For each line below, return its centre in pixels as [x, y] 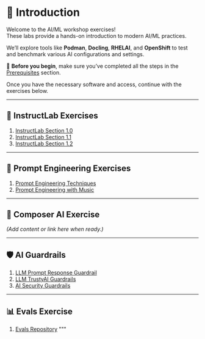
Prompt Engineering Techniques [56, 183]
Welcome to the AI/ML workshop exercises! [61, 29]
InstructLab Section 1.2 [44, 144]
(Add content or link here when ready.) [55, 229]
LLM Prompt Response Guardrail [56, 273]
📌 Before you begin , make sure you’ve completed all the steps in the [92, 66]
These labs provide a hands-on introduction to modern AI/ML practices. [97, 35]
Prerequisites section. [34, 72]
